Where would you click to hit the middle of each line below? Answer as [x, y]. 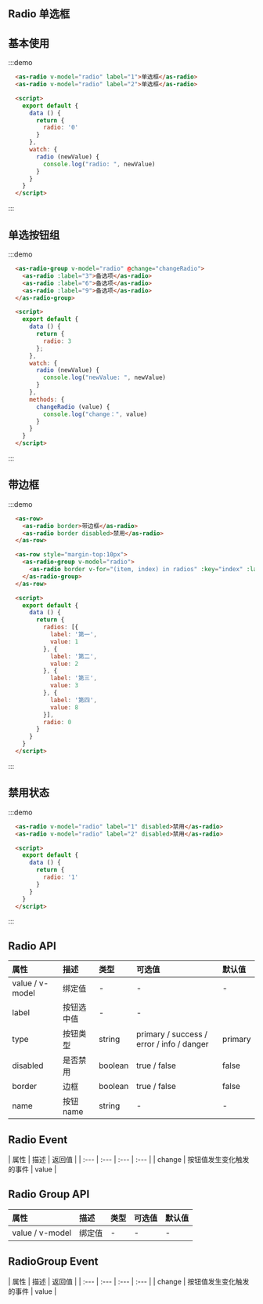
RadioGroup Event [53, 1262]
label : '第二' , [74, 656]
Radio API [32, 946]
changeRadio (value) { [73, 406]
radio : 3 [57, 341]
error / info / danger [173, 1044]
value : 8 [64, 707]
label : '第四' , [74, 700]
